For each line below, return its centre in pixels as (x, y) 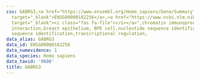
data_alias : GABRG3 (30, 39)
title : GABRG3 (24, 67)
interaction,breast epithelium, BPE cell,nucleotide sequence (90, 28)
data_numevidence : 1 (32, 50)
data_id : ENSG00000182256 (38, 45)
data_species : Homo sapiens (41, 56)
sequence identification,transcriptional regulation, (79, 34)
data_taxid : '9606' (30, 61)
